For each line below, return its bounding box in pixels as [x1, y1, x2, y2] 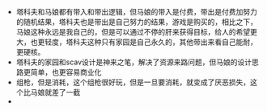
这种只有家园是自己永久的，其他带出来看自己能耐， [87, 37, 257, 47]
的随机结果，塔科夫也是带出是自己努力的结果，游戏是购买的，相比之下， [15, 17, 257, 27]
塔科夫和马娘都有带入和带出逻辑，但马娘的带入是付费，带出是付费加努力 [15, 7, 257, 16]
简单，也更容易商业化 [30, 68, 102, 76]
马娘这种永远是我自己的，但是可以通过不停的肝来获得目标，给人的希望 [15, 27, 251, 36]
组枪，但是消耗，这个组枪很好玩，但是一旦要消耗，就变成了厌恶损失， [15, 77, 251, 87]
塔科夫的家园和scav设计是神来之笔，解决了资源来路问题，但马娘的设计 [15, 57, 252, 67]
